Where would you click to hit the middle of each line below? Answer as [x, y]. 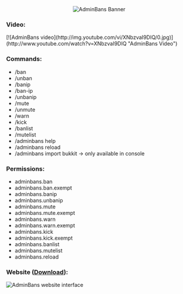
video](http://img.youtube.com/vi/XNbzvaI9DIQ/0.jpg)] [107, 37]
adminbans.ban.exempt [43, 188]
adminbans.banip [36, 194]
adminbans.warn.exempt [45, 225]
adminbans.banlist [37, 244]
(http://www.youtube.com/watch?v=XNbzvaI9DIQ [66, 44]
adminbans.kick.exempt [43, 238]
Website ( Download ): [37, 272]
